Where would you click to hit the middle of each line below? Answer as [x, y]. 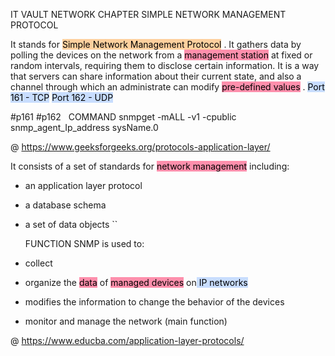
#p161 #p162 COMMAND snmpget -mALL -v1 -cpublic [123, 117]
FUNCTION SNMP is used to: [84, 243]
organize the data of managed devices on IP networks [136, 282]
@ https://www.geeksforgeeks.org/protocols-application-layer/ [140, 147]
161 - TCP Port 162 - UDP [62, 97]
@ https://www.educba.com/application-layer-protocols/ [127, 340]
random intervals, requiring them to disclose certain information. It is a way [165, 65]
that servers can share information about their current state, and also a [156, 76]
